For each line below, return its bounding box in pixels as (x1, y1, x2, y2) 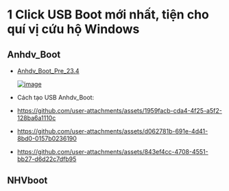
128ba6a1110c (16, 114, 56, 122)
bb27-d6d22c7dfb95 (16, 155, 77, 163)
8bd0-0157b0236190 (16, 134, 77, 142)
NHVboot (7, 175, 48, 186)
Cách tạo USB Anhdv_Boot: (16, 93, 95, 101)
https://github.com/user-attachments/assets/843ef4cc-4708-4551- (16, 148, 208, 155)
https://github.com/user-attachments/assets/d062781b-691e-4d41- (16, 127, 208, 135)
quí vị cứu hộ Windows (7, 21, 140, 37)
